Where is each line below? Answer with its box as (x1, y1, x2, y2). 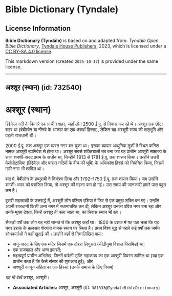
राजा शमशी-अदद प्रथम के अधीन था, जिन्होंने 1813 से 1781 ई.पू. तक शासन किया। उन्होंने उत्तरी (5, 154, 160, 161)
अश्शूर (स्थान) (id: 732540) (5, 83, 82, 92)
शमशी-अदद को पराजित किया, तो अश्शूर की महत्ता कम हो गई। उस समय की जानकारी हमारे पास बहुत (5, 181, 166, 188)
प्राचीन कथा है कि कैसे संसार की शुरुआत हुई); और (12, 258, 93, 264)
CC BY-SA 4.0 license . (5, 49, 53, 54)
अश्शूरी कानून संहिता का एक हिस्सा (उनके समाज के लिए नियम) (12, 264, 114, 270)
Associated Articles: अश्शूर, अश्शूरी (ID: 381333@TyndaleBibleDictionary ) (12, 285, 160, 291)
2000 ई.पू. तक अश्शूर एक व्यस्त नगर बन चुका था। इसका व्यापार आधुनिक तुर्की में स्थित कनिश (5, 143, 159, 149)
